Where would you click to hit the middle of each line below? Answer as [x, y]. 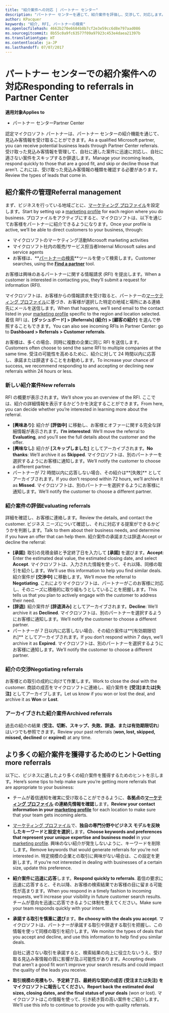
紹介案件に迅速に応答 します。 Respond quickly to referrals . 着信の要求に [88, 878]
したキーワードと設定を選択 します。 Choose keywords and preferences [87, 832]
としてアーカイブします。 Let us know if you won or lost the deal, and [83, 694]
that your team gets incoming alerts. [50, 815]
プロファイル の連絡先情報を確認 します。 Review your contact [91, 804]
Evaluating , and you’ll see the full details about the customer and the [84, 437]
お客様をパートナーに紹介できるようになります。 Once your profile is [80, 224]
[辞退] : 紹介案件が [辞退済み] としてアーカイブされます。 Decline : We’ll [85, 606]
